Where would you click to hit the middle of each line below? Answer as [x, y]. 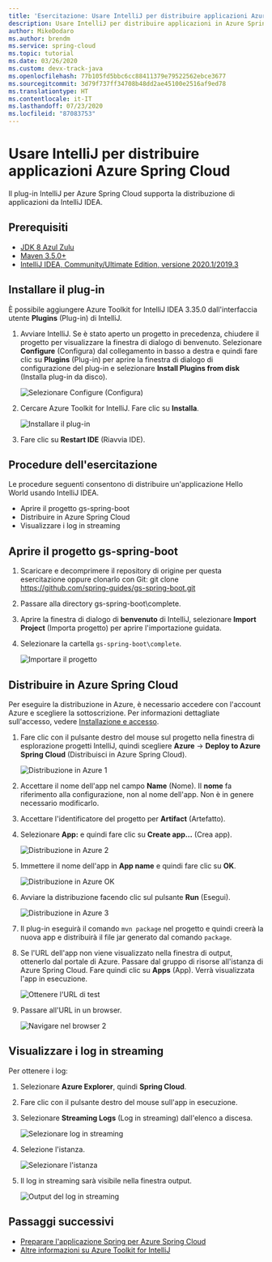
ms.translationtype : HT [49, 91]
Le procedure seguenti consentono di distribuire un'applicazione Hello [126, 484]
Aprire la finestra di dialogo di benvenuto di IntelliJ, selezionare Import [138, 620]
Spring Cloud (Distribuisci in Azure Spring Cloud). [104, 755]
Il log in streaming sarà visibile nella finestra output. [106, 1180]
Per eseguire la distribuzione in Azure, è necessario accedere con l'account [135, 704]
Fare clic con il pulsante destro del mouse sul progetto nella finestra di [137, 737]
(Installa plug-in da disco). [64, 377]
